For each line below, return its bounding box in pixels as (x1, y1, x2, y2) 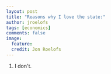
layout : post (6, 8, 38, 15)
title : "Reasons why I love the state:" (6, 14, 106, 20)
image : (6, 36, 22, 41)
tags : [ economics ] (6, 24, 51, 31)
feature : (11, 41, 33, 47)
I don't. (14, 62, 32, 69)
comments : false (6, 30, 46, 36)
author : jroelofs (6, 19, 48, 25)
